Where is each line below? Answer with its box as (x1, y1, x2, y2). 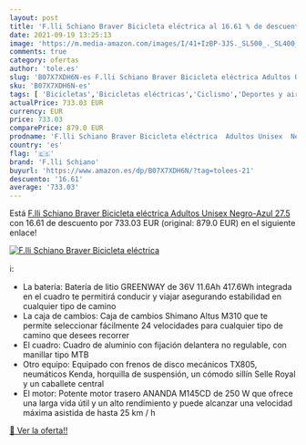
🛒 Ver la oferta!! (9, 425, 68, 436)
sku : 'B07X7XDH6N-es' (9, 81, 92, 90)
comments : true (9, 47, 67, 57)
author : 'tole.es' (9, 65, 79, 74)
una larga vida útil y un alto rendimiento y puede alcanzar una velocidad (22, 398, 293, 409)
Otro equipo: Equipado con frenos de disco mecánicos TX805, (22, 359, 258, 370)
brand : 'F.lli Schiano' (9, 157, 100, 167)
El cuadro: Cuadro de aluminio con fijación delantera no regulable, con (22, 339, 287, 351)
